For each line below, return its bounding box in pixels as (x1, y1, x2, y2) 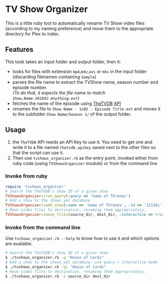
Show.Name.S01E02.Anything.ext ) (12, 95, 79, 101)
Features (5, 45, 33, 54)
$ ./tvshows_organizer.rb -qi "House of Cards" (5, 264, 106, 269)
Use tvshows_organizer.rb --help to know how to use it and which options (5, 235, 159, 241)
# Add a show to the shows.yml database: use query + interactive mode (5, 260, 157, 265)
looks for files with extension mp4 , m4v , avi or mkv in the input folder (12, 68, 147, 74)
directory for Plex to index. (5, 31, 60, 37)
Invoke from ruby (5, 173, 48, 180)
